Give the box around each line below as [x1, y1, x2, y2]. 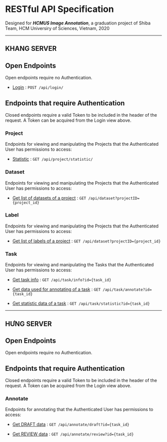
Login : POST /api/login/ [12, 84, 64, 90]
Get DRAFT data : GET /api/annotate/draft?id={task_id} [12, 422, 130, 428]
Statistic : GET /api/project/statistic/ [12, 156, 93, 162]
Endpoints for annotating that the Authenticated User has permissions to [5, 407, 154, 413]
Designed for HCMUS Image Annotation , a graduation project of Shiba [5, 20, 151, 26]
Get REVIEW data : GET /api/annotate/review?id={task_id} [12, 431, 134, 437]
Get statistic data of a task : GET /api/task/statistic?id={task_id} [12, 300, 150, 306]
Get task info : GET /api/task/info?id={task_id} [12, 277, 112, 283]
